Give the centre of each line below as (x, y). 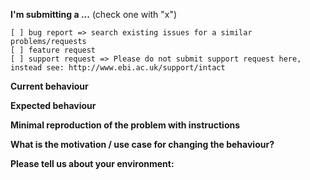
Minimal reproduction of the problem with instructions (125, 125)
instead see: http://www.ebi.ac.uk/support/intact (118, 68)
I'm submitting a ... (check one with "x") (94, 14)
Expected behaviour (53, 105)
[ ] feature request (53, 50)
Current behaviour (49, 86)
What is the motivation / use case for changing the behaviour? (142, 144)
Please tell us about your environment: (92, 163)
